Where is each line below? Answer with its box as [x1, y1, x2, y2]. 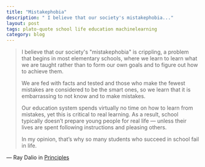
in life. [21, 142, 37, 149]
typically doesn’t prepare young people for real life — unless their [21, 117, 187, 125]
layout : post [6, 20, 40, 26]
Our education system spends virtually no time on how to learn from [21, 104, 193, 112]
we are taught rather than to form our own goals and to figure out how [21, 62, 198, 69]
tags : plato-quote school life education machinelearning [6, 26, 157, 32]
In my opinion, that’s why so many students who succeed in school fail [21, 135, 199, 143]
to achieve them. [21, 68, 64, 75]
